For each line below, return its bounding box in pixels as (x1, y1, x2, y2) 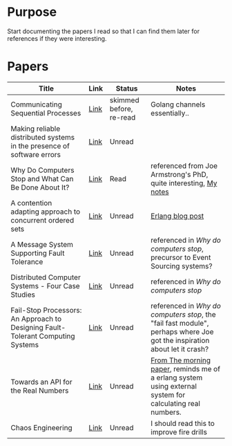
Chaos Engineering (10, 422, 72, 432)
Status (115, 84, 138, 93)
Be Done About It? (10, 183, 70, 192)
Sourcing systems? (151, 261, 213, 270)
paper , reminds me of (151, 364, 221, 373)
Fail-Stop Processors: (10, 305, 82, 315)
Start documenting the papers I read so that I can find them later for (7, 27, 200, 35)
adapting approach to (10, 207, 81, 216)
